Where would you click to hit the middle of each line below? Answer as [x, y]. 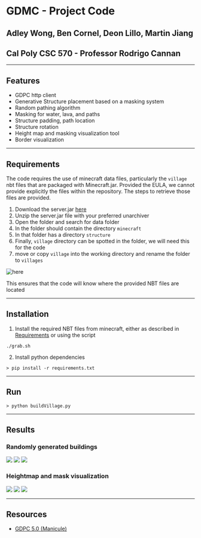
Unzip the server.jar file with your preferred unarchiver [82, 216]
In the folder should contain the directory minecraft [78, 228]
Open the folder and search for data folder [67, 222]
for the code [30, 247]
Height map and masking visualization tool [67, 134]
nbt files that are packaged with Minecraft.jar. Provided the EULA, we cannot [100, 185]
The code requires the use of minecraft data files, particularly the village [97, 179]
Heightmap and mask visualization [57, 476]
